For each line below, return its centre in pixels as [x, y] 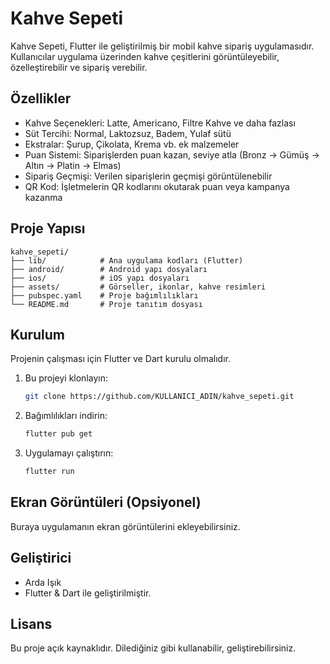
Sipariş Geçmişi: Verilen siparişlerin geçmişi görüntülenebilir [148, 176]
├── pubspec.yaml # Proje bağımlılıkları [104, 295]
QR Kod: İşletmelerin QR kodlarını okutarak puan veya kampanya [157, 186]
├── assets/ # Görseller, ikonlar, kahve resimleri [138, 287]
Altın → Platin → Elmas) [73, 165]
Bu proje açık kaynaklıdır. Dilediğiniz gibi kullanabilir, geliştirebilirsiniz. [153, 648]
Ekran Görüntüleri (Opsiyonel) [106, 502]
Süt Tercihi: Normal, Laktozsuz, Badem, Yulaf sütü [128, 133]
